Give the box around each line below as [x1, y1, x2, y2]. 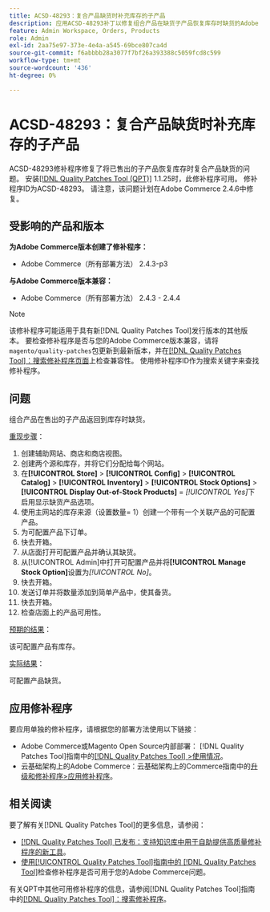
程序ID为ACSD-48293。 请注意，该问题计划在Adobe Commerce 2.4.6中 [9, 184, 247, 193]
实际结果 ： [9, 659, 45, 668]
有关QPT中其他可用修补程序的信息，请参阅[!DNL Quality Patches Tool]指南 [9, 884, 256, 894]
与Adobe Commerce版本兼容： [9, 276, 113, 286]
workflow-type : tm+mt [9, 57, 82, 65]
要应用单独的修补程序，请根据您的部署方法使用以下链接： [9, 724, 199, 734]
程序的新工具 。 [20, 847, 71, 857]
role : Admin [9, 34, 49, 43]
